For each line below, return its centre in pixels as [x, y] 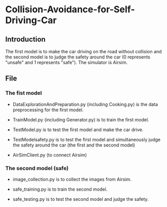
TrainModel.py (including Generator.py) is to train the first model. [81, 119]
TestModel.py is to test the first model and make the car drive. [78, 130]
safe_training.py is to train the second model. [60, 189]
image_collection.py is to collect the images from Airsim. [72, 179]
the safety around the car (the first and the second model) [74, 145]
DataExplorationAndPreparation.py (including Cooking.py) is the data [85, 104]
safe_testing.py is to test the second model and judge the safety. [81, 199]
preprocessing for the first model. [48, 110]
